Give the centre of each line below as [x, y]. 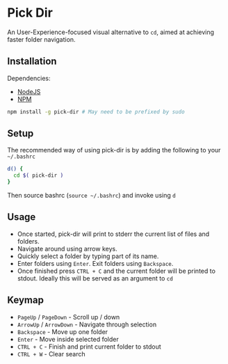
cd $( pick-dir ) [39, 175]
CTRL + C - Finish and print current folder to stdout [89, 347]
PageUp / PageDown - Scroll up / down [68, 317]
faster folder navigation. [41, 39]
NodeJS [29, 91]
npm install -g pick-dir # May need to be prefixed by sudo [96, 112]
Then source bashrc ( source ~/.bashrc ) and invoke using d [91, 196]
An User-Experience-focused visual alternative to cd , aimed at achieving [111, 32]
